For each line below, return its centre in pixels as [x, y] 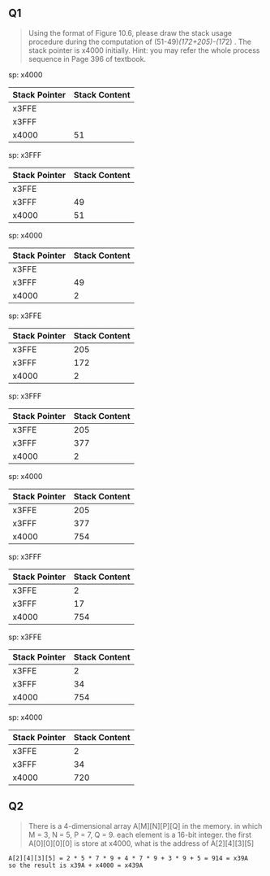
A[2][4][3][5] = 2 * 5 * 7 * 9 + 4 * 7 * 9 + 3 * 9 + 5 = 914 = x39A [129, 858]
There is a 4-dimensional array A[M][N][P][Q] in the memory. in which [145, 826]
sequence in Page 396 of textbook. [87, 59]
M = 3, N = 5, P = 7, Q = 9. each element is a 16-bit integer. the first [140, 835]
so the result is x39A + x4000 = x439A [76, 865]
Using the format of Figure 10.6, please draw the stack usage [130, 33]
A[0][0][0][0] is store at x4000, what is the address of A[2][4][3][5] [141, 843]
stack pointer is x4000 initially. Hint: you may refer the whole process [144, 50]
